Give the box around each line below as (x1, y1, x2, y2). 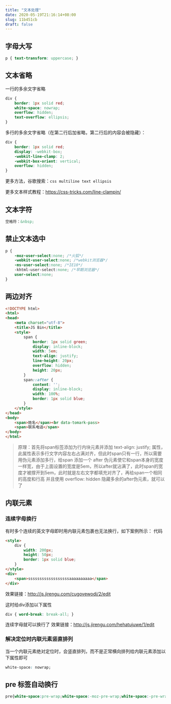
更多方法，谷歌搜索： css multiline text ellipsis (5, 178, 112, 184)
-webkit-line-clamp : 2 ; (14, 154, 65, 159)
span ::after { (23, 377, 53, 382)
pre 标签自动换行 (5, 680, 58, 689)
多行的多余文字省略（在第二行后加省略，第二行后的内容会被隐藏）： (5, 130, 146, 135)
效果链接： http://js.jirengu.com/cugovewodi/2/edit (5, 591, 111, 597)
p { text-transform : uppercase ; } (5, 56, 79, 61)
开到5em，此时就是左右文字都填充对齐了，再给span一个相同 (35, 470, 162, 476)
